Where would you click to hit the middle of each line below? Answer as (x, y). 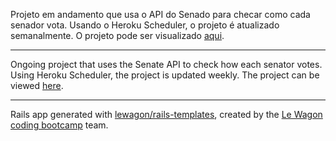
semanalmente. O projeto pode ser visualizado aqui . (117, 35)
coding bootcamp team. (59, 125)
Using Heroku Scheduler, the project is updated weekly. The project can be (165, 75)
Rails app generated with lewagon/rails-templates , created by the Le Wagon (166, 114)
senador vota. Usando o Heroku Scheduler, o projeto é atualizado (145, 25)
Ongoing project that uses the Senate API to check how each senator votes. (166, 64)
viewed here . (37, 85)
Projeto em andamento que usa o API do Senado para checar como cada (160, 14)
